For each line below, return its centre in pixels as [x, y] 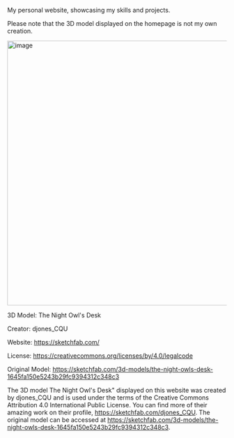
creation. [20, 31]
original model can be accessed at [57, 420]
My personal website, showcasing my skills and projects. [89, 10]
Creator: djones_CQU [38, 328]
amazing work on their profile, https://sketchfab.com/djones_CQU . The [109, 412]
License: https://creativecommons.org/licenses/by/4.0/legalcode [100, 356]
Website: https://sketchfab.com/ [53, 342]
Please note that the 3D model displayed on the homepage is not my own [112, 23]
